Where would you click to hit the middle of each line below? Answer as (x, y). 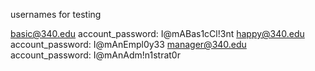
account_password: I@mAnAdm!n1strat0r (95, 55)
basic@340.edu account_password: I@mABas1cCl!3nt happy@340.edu (157, 33)
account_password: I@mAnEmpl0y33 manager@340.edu (128, 44)
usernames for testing (56, 14)
